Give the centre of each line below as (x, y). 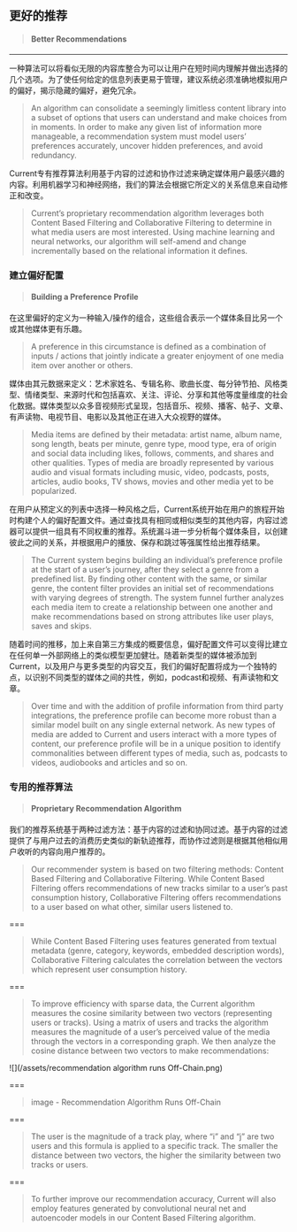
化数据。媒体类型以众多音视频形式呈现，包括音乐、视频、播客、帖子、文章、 (148, 405)
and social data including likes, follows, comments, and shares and (152, 453)
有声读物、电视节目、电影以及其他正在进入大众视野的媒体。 (118, 416)
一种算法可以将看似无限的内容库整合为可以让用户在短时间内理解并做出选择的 (148, 68)
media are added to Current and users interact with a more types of (154, 734)
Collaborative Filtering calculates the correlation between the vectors (156, 959)
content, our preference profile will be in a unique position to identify (156, 743)
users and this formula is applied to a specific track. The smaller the (154, 1145)
